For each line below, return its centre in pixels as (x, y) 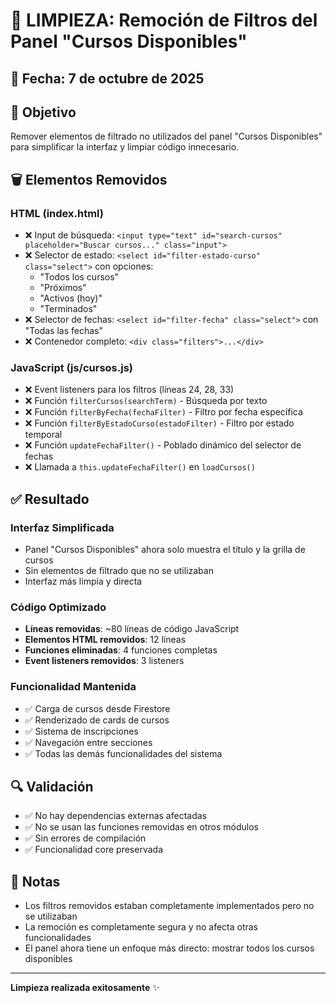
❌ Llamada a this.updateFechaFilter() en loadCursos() (140, 467)
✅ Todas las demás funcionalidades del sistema (123, 753)
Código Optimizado (58, 607)
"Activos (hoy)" (71, 298)
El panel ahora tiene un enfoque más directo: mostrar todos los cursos (169, 948)
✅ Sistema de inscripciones (81, 731)
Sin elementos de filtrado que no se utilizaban (119, 571)
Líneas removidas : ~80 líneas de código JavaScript (132, 629)
